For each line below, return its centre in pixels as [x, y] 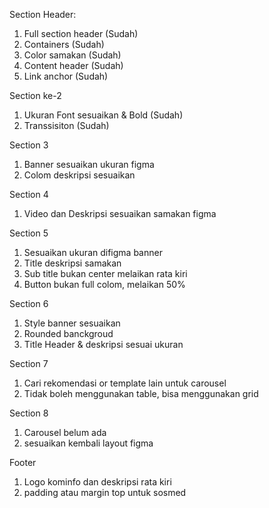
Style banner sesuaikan [72, 323]
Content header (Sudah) [73, 65]
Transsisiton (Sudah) [66, 125]
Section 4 [29, 194]
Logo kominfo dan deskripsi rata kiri [97, 482]
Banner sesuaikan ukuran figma [89, 164]
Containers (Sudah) [64, 44]
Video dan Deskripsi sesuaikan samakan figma [120, 213]
